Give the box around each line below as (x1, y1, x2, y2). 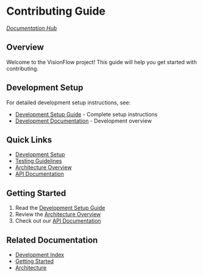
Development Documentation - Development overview (15, 117, 152, 124)
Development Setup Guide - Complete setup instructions (15, 110, 158, 118)
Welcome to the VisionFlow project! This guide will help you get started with (6, 58, 197, 65)
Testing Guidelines (15, 157, 62, 165)
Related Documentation (6, 235, 98, 245)
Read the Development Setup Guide (15, 204, 105, 212)
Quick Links (6, 134, 52, 145)
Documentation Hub (6, 24, 57, 32)
